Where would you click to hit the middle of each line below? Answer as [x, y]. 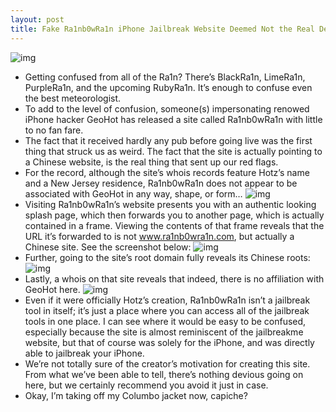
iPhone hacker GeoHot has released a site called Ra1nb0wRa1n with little [173, 119]
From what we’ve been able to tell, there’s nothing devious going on [164, 374]
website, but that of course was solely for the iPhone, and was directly [169, 342]
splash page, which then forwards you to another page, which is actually [174, 215]
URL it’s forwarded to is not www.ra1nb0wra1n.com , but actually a [159, 236]
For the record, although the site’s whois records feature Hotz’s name [167, 172]
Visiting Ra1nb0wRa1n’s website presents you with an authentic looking [170, 204]
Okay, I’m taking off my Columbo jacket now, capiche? [136, 395]
